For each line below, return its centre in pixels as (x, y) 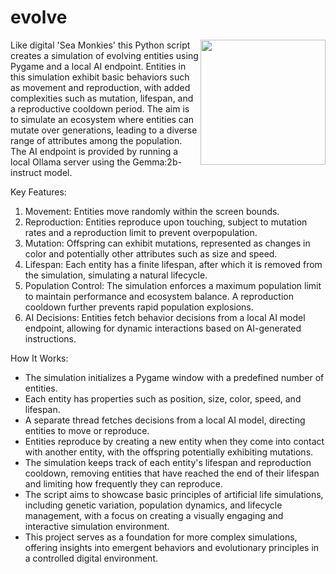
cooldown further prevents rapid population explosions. (139, 307)
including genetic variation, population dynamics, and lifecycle (153, 505)
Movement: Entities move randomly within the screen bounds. (152, 211)
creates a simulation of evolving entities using (104, 55)
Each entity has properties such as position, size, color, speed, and (163, 398)
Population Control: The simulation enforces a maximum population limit (173, 285)
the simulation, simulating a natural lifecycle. (116, 275)
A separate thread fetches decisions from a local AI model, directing (165, 420)
